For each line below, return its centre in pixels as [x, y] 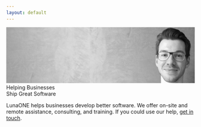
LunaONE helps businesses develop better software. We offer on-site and [97, 106]
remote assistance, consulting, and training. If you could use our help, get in [100, 112]
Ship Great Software [31, 94]
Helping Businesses [31, 88]
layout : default [26, 13]
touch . [14, 118]
